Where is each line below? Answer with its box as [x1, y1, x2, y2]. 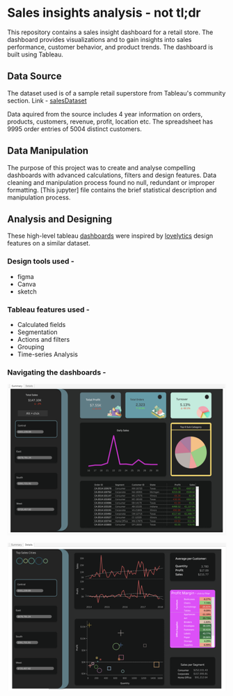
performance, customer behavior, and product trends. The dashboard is [7, 43, 214, 51]
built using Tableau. [7, 50, 64, 59]
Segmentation [17, 328, 58, 336]
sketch [17, 287, 37, 296]
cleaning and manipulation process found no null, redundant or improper [7, 178, 215, 186]
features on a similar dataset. [7, 239, 90, 248]
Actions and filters [17, 335, 70, 343]
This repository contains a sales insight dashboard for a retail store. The [7, 28, 214, 36]
